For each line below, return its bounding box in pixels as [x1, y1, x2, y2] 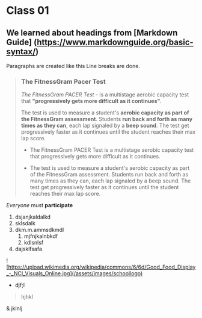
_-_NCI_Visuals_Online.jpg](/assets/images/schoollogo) [6, 270, 143, 277]
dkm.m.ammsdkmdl [14, 226, 64, 234]
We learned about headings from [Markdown [6, 28, 178, 38]
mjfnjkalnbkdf [23, 232, 58, 240]
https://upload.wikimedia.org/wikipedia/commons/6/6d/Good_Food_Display [8, 263, 196, 271]
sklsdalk [14, 220, 36, 227]
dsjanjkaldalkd [14, 213, 51, 220]
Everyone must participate [6, 202, 73, 209]
